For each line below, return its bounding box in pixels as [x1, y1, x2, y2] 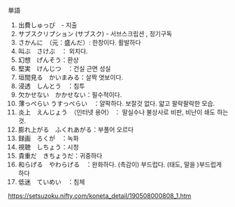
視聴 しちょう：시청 [17, 143, 79, 151]
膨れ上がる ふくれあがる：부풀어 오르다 [17, 125, 134, 134]
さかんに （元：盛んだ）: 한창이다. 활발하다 [17, 38, 141, 47]
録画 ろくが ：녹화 [17, 135, 79, 142]
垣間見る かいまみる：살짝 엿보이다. [17, 73, 124, 82]
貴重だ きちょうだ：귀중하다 [17, 152, 103, 160]
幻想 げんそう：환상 [17, 56, 79, 64]
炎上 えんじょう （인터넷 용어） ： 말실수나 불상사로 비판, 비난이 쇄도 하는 [17, 108, 229, 116]
